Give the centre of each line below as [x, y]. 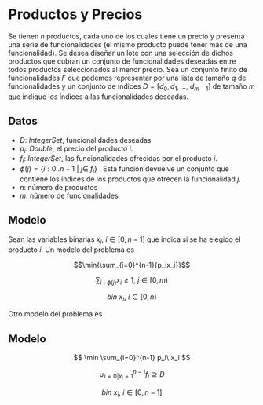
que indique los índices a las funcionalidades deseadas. [99, 97]
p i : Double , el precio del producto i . [76, 149]
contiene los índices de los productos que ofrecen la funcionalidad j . [130, 179]
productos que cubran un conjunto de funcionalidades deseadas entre [122, 61]
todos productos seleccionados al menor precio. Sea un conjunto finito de [128, 69]
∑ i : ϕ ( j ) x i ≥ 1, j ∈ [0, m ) [132, 281]
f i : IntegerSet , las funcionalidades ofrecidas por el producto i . [119, 160]
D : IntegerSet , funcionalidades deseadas [85, 140]
